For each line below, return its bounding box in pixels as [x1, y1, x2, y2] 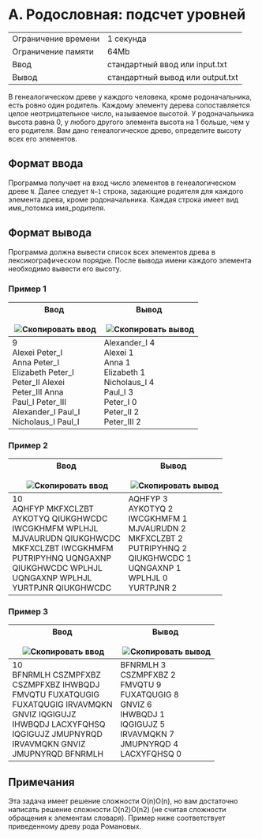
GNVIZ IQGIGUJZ [12, 709, 77, 720]
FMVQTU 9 [120, 679, 162, 690]
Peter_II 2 [103, 406, 140, 417]
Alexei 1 [103, 346, 134, 357]
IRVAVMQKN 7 [120, 729, 175, 740]
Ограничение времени [12, 33, 100, 44]
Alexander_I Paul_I [12, 406, 80, 417]
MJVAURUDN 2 [128, 523, 187, 535]
